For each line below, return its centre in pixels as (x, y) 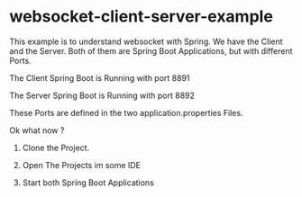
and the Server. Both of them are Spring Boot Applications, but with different (151, 50)
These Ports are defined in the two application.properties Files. (126, 112)
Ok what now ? (37, 130)
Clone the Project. (56, 148)
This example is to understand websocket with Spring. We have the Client (146, 41)
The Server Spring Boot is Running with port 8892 (102, 95)
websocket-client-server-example (141, 17)
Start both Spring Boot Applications (88, 183)
